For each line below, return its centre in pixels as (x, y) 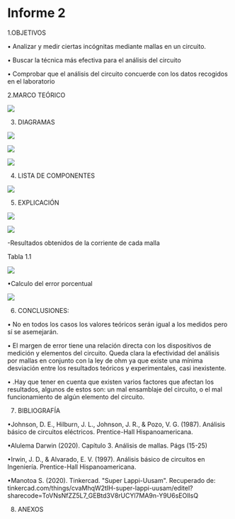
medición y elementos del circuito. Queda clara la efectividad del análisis (114, 353)
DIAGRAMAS (36, 122)
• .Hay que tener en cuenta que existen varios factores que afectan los (111, 382)
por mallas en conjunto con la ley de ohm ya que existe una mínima (105, 360)
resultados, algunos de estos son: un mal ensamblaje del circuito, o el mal (115, 389)
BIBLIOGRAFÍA (39, 410)
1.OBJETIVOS (27, 33)
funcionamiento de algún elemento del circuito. (76, 397)
